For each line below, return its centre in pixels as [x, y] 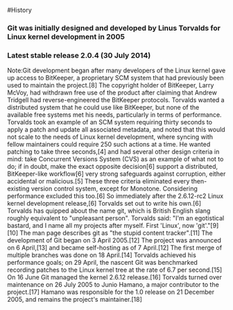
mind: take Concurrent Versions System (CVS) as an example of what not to [115, 159]
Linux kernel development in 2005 [66, 36]
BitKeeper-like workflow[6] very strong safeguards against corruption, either [116, 174]
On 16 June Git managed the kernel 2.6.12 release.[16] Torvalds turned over [114, 277]
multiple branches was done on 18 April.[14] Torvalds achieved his [102, 255]
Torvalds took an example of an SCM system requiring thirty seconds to [110, 122]
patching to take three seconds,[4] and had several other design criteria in [113, 152]
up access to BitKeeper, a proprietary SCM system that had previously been [115, 78]
